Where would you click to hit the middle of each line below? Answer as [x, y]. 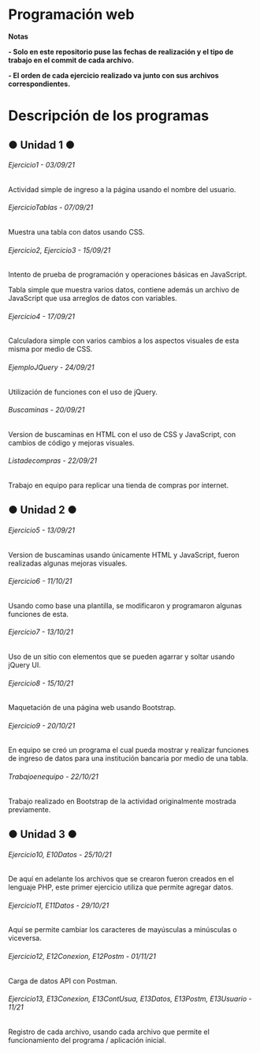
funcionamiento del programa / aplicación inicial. [87, 1040]
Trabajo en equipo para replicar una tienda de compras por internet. [119, 485]
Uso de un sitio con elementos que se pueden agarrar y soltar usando [121, 656]
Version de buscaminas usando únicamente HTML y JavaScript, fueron [124, 555]
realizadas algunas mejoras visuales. [68, 563]
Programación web [71, 15]
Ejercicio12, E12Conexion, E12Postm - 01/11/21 [82, 956]
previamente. [30, 809]
